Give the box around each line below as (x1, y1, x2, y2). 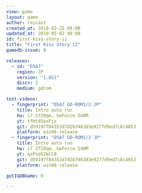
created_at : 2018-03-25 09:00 (6, 25, 81, 31)
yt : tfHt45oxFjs (17, 118, 57, 124)
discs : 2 (17, 80, 38, 86)
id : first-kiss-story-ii (6, 36, 67, 42)
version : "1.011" (17, 75, 60, 81)
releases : (6, 57, 31, 64)
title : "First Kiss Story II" (6, 42, 81, 48)
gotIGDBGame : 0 (6, 173, 44, 179)
